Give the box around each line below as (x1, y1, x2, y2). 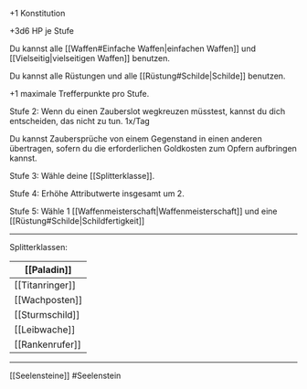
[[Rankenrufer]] (14, 338, 82, 351)
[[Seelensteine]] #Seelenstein (9, 370, 122, 381)
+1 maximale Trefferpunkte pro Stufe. (9, 89, 150, 99)
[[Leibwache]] (14, 323, 76, 336)
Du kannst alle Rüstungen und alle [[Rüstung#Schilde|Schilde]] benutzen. (9, 70, 286, 81)
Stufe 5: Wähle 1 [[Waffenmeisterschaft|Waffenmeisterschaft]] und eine (9, 205, 278, 216)
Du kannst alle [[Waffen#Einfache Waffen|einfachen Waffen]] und (9, 43, 256, 54)
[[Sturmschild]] (14, 309, 80, 321)
